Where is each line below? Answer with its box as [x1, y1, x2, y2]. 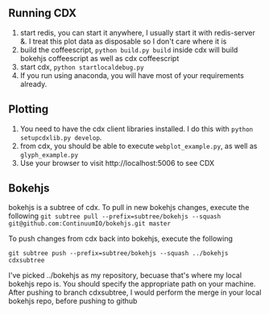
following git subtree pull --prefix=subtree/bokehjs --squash [8, 211, 221, 221]
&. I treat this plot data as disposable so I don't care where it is [19, 36, 227, 46]
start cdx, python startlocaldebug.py [19, 62, 144, 72]
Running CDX [8, 6, 77, 20]
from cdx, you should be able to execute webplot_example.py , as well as [19, 141, 258, 151]
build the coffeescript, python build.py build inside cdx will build [19, 44, 238, 55]
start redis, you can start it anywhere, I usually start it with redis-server [19, 27, 255, 37]
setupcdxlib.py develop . [19, 132, 102, 142]
